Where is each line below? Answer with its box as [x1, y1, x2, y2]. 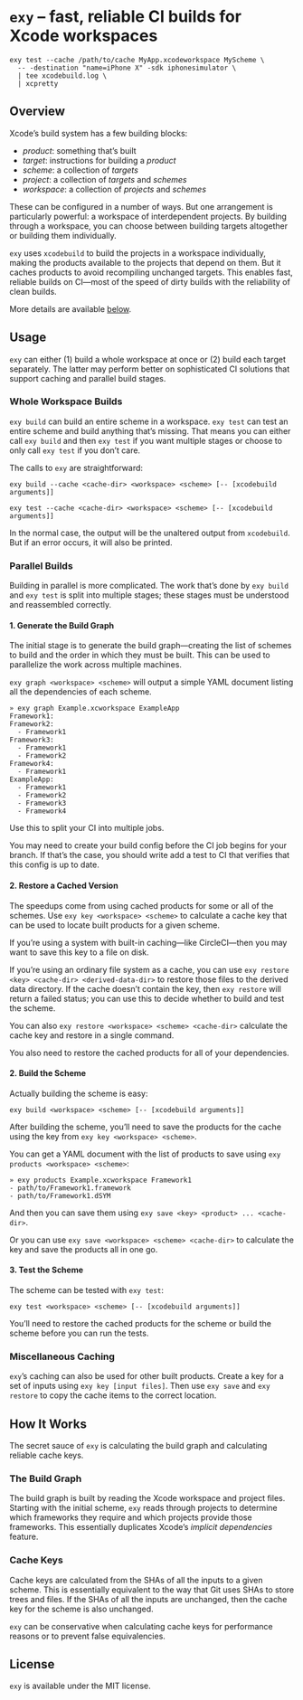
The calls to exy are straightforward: [9, 462, 143, 473]
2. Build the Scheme [9, 1068, 87, 1079]
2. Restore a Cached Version [9, 880, 119, 891]
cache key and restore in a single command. [9, 1029, 175, 1041]
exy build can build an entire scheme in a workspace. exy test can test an [9, 416, 289, 427]
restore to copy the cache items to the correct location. [9, 1390, 217, 1401]
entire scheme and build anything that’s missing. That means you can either [9, 425, 291, 436]
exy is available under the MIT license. [9, 1680, 151, 1692]
